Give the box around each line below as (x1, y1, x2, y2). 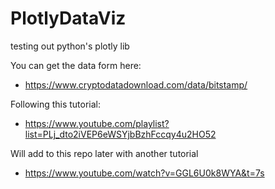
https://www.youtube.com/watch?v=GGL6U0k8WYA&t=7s (24, 167, 265, 179)
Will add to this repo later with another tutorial (10, 147, 199, 159)
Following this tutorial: (10, 98, 102, 110)
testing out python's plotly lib (10, 40, 130, 52)
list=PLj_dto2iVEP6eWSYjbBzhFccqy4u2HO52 (24, 128, 217, 140)
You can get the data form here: (10, 59, 142, 71)
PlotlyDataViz (10, 7, 127, 30)
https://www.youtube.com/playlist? (24, 117, 170, 129)
